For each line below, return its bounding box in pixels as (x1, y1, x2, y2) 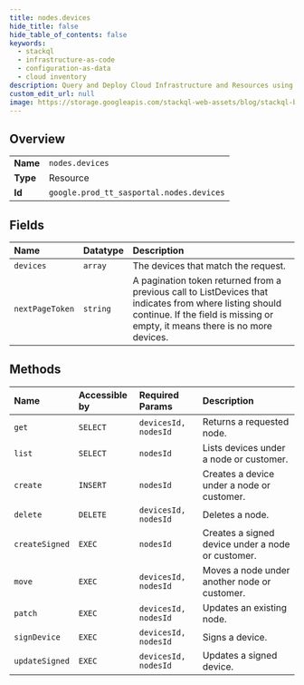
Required (138, 388, 179, 401)
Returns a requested (202, 415, 290, 427)
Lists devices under (202, 441, 286, 454)
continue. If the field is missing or (132, 308, 274, 320)
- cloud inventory (17, 73, 88, 82)
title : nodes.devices (9, 13, 91, 23)
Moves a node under (202, 563, 290, 576)
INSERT (78, 480, 107, 490)
